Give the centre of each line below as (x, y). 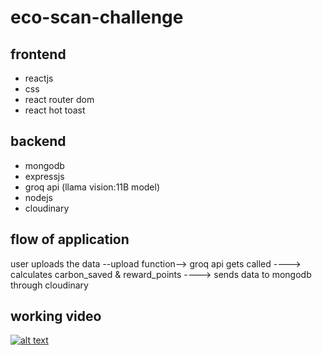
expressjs (44, 176)
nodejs (38, 197)
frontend (38, 54)
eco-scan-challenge (97, 17)
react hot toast (55, 110)
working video (56, 316)
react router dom (59, 99)
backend (38, 141)
